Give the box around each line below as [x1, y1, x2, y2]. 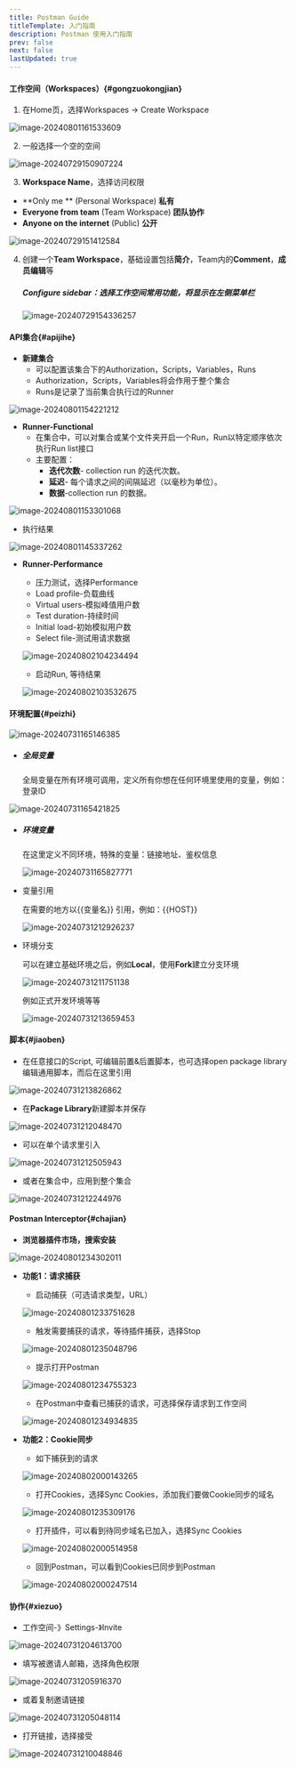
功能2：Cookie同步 [21, 1433, 93, 1444]
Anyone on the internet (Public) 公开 [21, 218, 158, 229]
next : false [9, 46, 53, 55]
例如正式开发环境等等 [21, 995, 100, 1005]
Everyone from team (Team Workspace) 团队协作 [21, 206, 204, 218]
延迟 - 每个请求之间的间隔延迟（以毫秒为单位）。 [48, 477, 222, 488]
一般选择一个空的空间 [21, 141, 100, 151]
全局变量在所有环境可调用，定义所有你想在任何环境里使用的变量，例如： [21, 774, 287, 785]
